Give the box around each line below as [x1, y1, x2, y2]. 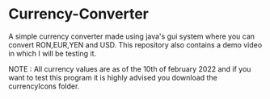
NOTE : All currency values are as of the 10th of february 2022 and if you [8, 64, 251, 73]
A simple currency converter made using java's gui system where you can [8, 31, 255, 41]
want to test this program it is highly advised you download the [8, 72, 218, 82]
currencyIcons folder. [8, 81, 80, 91]
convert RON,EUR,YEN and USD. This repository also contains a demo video [8, 39, 263, 49]
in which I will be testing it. [8, 48, 97, 58]
